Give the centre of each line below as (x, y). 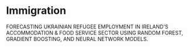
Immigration (36, 11)
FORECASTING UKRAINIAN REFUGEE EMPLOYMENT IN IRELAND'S (87, 27)
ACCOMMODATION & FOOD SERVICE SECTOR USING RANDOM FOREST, (94, 32)
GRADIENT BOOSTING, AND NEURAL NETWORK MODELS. (77, 39)
